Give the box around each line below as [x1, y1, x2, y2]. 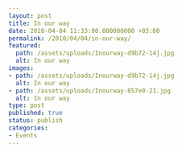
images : [8, 64, 35, 72]
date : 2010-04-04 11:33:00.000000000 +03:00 [8, 27, 160, 35]
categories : [8, 124, 48, 132]
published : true [8, 109, 63, 117]
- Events [8, 131, 38, 139]
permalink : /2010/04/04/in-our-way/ [8, 34, 131, 43]
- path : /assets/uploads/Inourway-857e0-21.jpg [8, 86, 172, 95]
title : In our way [8, 19, 70, 27]
